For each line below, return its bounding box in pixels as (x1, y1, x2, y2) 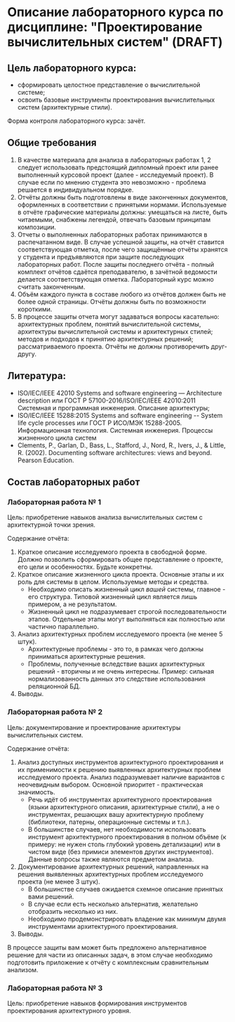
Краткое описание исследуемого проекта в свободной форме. (17, 548, 207, 556)
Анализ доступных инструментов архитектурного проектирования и (17, 758, 224, 766)
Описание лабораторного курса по (7, 4, 224, 20)
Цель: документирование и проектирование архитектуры (7, 723, 181, 731)
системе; (17, 89, 46, 96)
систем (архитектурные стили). (17, 103, 112, 111)
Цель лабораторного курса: (7, 62, 137, 74)
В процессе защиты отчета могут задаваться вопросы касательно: (17, 312, 220, 320)
